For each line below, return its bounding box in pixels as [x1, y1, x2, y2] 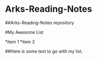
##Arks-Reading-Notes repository [5, 20, 74, 26]
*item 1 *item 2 [5, 38, 35, 45]
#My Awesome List [5, 29, 44, 35]
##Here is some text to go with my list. [5, 48, 83, 54]
